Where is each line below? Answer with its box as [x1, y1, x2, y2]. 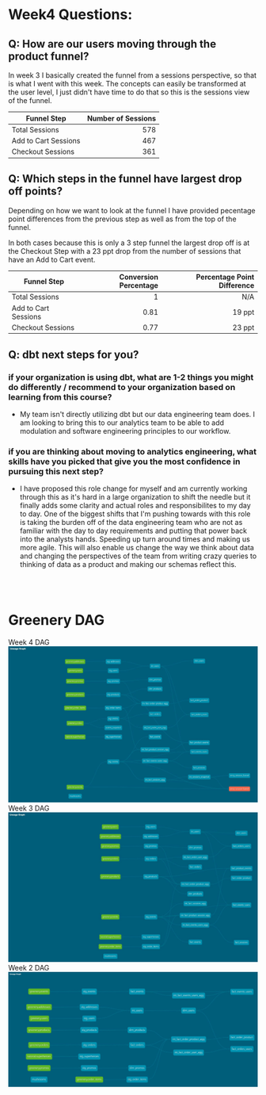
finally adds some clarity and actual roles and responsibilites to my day [19, 501, 251, 511]
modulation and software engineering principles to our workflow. [19, 427, 231, 435]
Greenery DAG [8, 611, 105, 630]
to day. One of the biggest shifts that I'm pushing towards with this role [19, 509, 251, 519]
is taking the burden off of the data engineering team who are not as [19, 518, 243, 527]
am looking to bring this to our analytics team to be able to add [19, 418, 224, 427]
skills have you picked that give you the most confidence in [8, 456, 241, 467]
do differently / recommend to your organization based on [8, 381, 236, 392]
